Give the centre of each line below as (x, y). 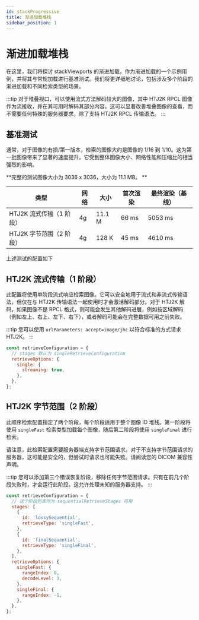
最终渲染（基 (169, 194)
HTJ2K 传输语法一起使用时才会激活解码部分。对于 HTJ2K (108, 302)
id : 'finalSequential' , (51, 540)
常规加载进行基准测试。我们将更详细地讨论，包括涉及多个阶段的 (115, 79)
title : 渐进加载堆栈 (29, 17)
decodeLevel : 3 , (42, 578)
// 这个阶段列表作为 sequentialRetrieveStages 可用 (72, 501)
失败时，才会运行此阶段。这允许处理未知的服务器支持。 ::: (82, 484)
